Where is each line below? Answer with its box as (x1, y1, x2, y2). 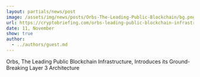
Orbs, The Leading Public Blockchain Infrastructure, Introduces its (6, 57, 168, 65)
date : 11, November (6, 25, 55, 31)
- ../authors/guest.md (11, 42, 68, 48)
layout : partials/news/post (6, 8, 76, 15)
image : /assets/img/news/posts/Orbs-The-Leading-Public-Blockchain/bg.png (6, 14, 196, 20)
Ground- (169, 57, 190, 65)
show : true (6, 31, 33, 37)
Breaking (6, 64, 29, 71)
